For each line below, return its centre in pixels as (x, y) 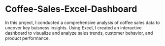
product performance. (28, 38)
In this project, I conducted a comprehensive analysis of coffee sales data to (82, 23)
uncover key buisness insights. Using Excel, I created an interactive (73, 27)
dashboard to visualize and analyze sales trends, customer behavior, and (79, 33)
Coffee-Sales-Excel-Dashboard (71, 9)
